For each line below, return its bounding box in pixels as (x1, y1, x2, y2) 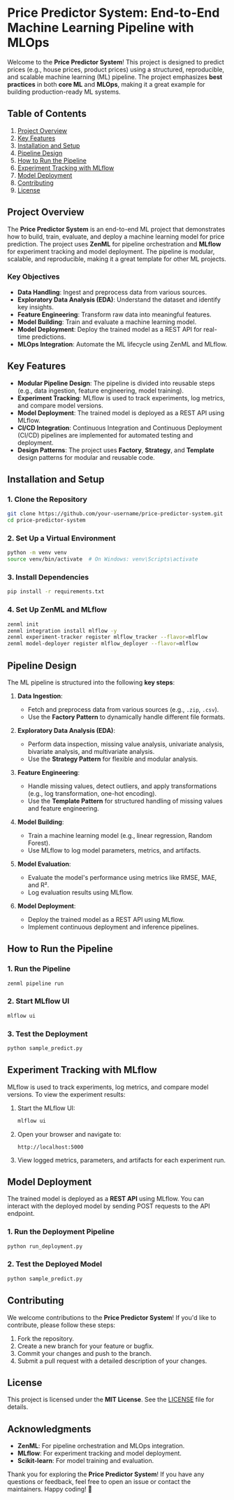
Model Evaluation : (17, 860, 71, 868)
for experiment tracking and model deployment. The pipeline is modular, (7, 247, 215, 255)
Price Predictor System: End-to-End (7, 5, 220, 21)
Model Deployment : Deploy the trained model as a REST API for (17, 325, 203, 333)
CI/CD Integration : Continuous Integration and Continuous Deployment (17, 423, 222, 432)
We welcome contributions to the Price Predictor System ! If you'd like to (7, 1313, 217, 1322)
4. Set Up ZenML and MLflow (7, 605, 108, 615)
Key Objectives (7, 272, 60, 281)
